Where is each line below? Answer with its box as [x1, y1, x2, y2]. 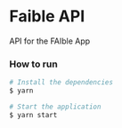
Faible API [9, 6, 85, 27]
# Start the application [9, 102, 102, 111]
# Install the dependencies [9, 78, 114, 87]
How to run [9, 58, 58, 70]
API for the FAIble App [9, 36, 91, 46]
